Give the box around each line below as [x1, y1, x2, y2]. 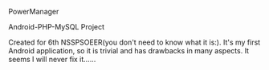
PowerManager [8, 7, 59, 16]
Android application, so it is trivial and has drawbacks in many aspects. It [8, 46, 250, 55]
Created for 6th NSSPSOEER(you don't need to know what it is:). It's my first [8, 37, 261, 47]
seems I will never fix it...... [8, 55, 96, 64]
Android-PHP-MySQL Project [8, 22, 105, 31]
